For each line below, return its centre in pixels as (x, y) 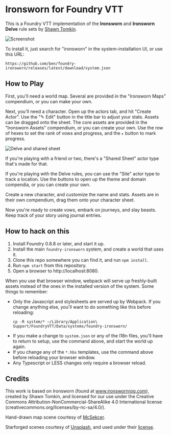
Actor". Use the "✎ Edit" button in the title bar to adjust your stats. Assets (82, 117)
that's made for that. (27, 164)
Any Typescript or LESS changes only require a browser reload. (79, 363)
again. (19, 347)
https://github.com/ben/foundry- (41, 63)
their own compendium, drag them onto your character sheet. (70, 200)
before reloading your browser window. (54, 357)
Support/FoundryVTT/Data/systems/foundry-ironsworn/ (70, 326)
